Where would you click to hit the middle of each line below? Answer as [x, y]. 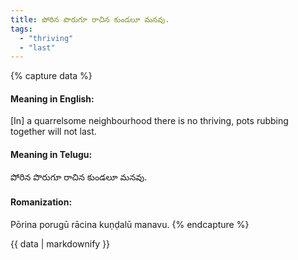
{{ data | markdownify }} [60, 243]
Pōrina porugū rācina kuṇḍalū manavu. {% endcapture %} [130, 224]
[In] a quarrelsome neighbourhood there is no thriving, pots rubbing [149, 121]
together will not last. [53, 132]
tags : [21, 29]
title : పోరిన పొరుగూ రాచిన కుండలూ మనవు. [90, 19]
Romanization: [41, 202]
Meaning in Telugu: [51, 155]
